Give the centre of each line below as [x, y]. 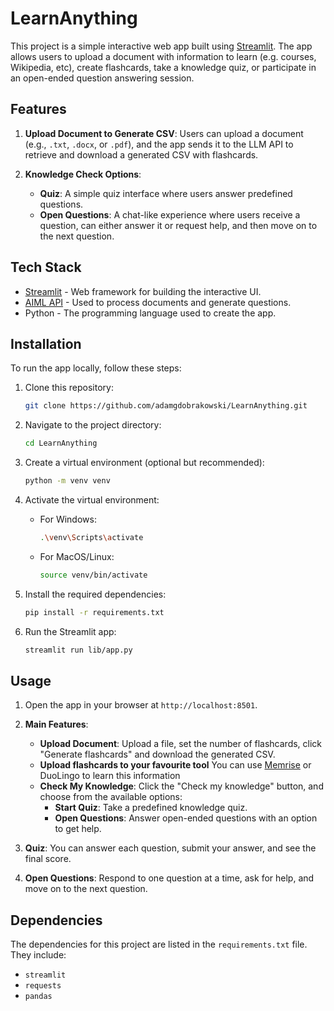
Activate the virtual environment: [92, 500]
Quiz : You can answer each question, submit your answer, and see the [170, 848]
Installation [46, 343]
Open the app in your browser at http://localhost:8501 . [141, 705]
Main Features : [56, 724]
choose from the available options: [111, 797]
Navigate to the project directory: [93, 425]
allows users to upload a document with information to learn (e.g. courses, [163, 56]
